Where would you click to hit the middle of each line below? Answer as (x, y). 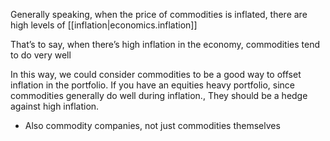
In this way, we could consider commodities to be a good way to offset (156, 74)
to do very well (41, 55)
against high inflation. (55, 106)
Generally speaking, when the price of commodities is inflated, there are (159, 14)
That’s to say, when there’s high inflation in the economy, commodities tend (165, 44)
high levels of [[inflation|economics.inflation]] (104, 25)
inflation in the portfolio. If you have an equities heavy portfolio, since (153, 85)
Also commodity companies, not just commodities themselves (152, 125)
